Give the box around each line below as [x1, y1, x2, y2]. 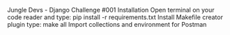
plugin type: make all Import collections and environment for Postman [7, 21, 207, 28]
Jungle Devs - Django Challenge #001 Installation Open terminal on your [7, 6, 215, 14]
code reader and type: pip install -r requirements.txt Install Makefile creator [7, 13, 223, 21]
